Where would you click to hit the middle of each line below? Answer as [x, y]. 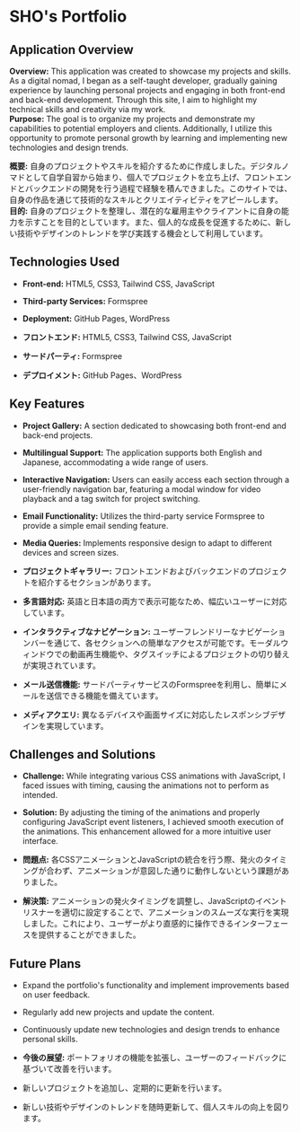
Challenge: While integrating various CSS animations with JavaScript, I [154, 776]
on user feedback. [56, 995]
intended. [40, 795]
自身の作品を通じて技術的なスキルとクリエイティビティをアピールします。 [146, 200]
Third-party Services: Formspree [85, 301]
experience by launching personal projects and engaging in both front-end [147, 90]
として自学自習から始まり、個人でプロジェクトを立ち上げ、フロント [150, 177]
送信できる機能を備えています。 [105, 695]
